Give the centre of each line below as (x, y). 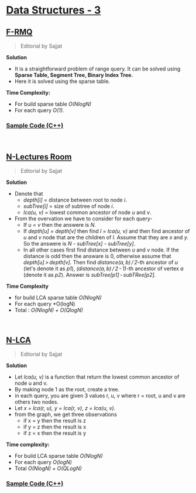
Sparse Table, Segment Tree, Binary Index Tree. (74, 75)
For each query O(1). (39, 110)
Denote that (29, 194)
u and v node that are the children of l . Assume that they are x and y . (106, 237)
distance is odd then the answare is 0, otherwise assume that (97, 256)
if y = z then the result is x (55, 427)
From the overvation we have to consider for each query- (83, 219)
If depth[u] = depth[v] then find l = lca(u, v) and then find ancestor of (106, 231)
